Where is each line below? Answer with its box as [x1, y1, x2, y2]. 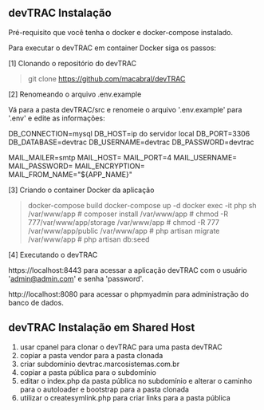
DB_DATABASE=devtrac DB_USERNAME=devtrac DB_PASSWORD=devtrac [8, 137, 254, 147]
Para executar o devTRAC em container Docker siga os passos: [8, 43, 217, 53]
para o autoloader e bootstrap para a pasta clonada [19, 384, 190, 394]
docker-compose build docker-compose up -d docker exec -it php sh [27, 200, 257, 210]
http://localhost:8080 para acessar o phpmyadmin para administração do [8, 289, 250, 298]
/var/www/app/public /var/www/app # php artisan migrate [27, 226, 220, 235]
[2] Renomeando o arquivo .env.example [8, 89, 142, 99]
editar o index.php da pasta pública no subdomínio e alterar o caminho [19, 376, 253, 385]
